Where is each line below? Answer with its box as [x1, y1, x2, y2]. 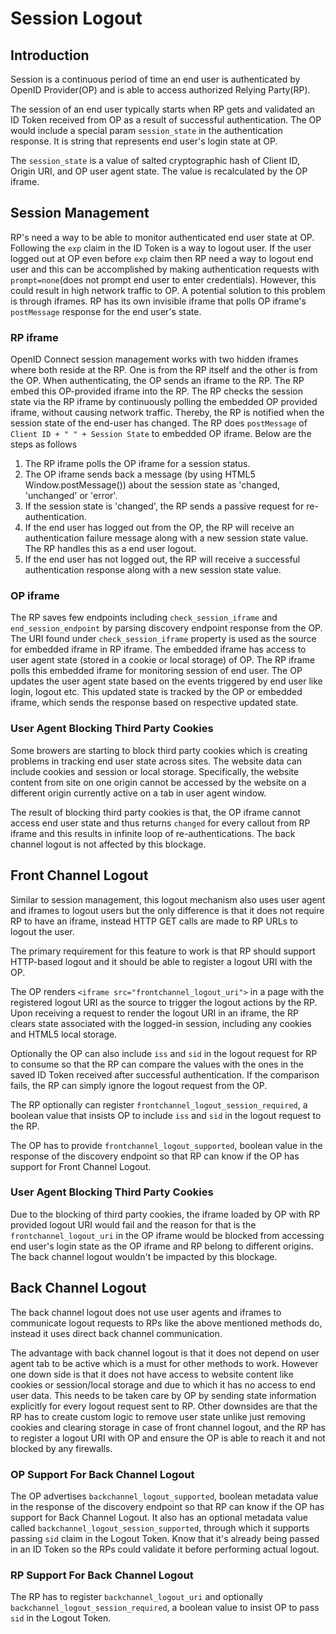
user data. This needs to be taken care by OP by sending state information [10, 1389, 317, 1401]
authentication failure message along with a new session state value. [24, 532, 309, 544]
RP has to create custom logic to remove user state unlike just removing [10, 1410, 306, 1422]
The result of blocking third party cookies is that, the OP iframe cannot [10, 806, 302, 818]
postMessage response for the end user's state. [10, 305, 202, 317]
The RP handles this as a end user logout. [24, 543, 197, 555]
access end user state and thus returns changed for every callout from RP [10, 817, 311, 829]
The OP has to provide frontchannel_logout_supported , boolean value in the [10, 1139, 323, 1151]
